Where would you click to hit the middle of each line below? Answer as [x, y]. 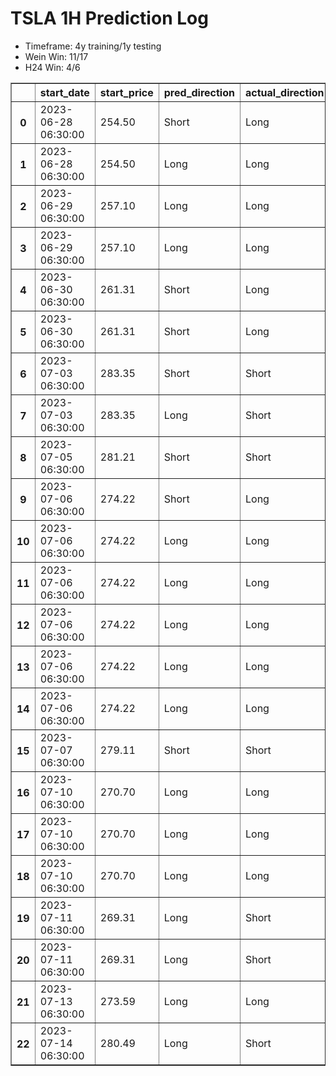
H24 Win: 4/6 [52, 67]
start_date [64, 92]
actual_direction [284, 92]
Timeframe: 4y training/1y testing [93, 46]
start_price [126, 92]
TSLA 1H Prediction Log [109, 18]
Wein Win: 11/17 [56, 56]
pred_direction [199, 92]
